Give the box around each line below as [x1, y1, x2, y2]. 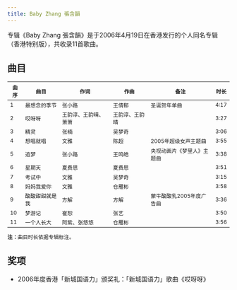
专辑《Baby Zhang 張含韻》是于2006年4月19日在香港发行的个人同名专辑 [7, 30, 219, 39]
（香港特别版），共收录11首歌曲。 [7, 40, 102, 48]
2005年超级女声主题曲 [150, 137, 207, 145]
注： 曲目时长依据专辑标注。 [7, 234, 75, 241]
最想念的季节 [25, 101, 57, 109]
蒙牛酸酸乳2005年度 [150, 192, 202, 200]
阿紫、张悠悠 [61, 219, 94, 226]
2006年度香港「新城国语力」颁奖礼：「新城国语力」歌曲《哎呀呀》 [17, 275, 209, 284]
